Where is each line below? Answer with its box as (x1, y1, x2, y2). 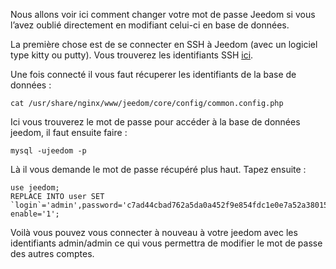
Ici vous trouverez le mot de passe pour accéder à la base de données (10, 116, 301, 128)
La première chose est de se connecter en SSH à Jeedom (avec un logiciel (10, 39, 318, 50)
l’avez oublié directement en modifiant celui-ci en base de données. (10, 19, 290, 31)
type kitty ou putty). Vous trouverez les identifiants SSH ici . (10, 49, 254, 61)
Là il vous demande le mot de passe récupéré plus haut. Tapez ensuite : (10, 164, 307, 175)
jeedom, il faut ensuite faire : (10, 127, 128, 138)
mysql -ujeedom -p (10, 146, 87, 156)
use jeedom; (10, 183, 60, 193)
